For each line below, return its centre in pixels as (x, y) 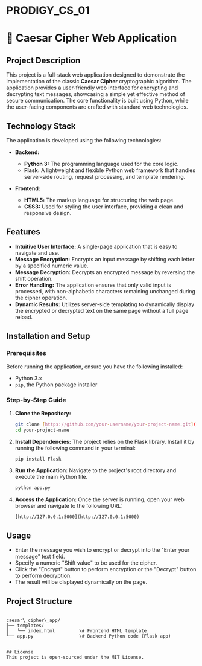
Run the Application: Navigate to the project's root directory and (96, 470)
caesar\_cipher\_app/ (33, 620)
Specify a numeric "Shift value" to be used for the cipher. (86, 563)
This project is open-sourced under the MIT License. (75, 657)
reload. (24, 317)
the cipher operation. (41, 298)
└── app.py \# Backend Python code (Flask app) (89, 636)
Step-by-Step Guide (36, 400)
